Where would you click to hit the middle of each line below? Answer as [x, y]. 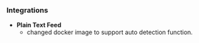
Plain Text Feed [39, 25]
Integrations [28, 10]
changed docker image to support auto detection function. [110, 32]
